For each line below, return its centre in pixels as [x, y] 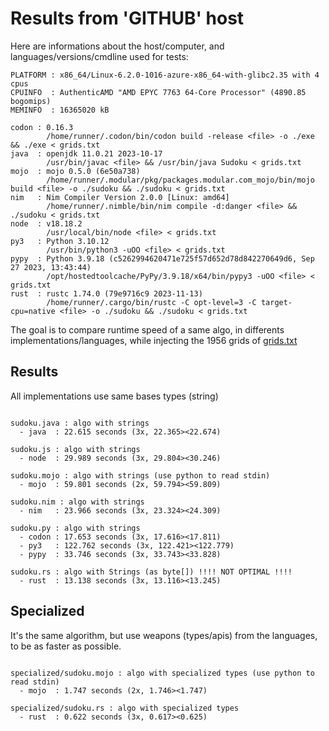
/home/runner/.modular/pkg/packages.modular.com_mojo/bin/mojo [180, 180]
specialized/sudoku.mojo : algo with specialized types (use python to [162, 673]
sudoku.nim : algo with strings [77, 502]
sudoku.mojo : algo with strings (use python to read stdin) [140, 475]
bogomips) [31, 101]
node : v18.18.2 [46, 223]
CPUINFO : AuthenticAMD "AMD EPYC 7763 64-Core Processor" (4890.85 [158, 92]
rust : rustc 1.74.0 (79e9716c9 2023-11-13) [106, 293]
